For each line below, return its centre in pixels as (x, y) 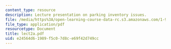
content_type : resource (31, 10)
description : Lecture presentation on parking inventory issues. (76, 15)
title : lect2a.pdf (25, 34)
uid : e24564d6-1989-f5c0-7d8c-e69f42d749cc (52, 39)
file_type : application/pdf (35, 24)
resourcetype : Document (31, 29)
